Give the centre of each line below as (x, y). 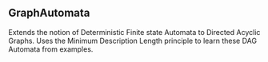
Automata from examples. (51, 49)
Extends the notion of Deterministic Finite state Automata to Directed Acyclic (134, 32)
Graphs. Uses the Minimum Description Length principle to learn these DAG (133, 41)
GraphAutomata (49, 13)
